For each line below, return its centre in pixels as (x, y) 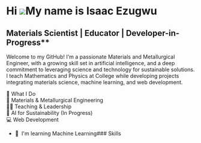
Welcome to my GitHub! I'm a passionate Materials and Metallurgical (91, 57)
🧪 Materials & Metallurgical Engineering (55, 100)
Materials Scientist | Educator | (65, 33)
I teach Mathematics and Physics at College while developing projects (93, 76)
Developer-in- (153, 33)
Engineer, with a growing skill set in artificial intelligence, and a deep (91, 63)
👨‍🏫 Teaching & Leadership (39, 107)
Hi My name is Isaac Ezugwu (82, 11)
